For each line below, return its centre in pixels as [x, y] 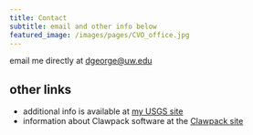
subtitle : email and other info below [83, 26]
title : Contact [38, 18]
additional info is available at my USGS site [103, 111]
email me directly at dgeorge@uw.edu [81, 61]
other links [41, 89]
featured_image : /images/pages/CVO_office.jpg [100, 35]
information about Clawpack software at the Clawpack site [133, 121]
